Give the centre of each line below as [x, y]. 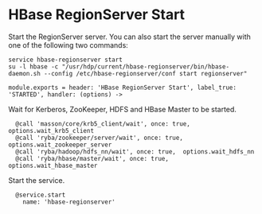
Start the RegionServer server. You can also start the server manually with [129, 37]
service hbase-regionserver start [66, 60]
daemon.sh [25, 73]
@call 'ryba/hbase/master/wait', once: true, [92, 158]
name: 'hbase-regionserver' [69, 202]
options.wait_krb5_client [51, 130]
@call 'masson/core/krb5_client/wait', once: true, [103, 124]
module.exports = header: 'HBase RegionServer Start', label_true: [123, 88]
